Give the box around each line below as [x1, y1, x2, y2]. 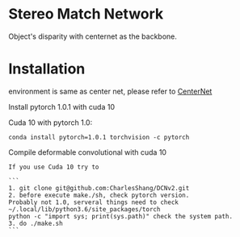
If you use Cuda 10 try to [8, 163, 99, 171]
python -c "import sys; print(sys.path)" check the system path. [8, 212, 233, 220]
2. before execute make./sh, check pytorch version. [8, 191, 190, 199]
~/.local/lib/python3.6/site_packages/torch [8, 205, 161, 214]
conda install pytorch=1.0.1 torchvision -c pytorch [8, 133, 190, 141]
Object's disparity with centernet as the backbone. [8, 31, 178, 41]
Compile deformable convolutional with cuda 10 [8, 147, 167, 157]
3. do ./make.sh [8, 219, 63, 227]
